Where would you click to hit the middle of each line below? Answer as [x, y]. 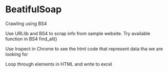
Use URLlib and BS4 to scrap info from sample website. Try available [78, 33]
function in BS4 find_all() [31, 39]
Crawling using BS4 [26, 23]
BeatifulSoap [34, 9]
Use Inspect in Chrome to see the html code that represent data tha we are [84, 49]
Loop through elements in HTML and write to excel [59, 64]
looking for [17, 54]
